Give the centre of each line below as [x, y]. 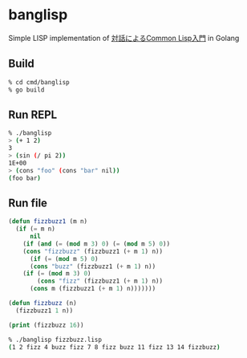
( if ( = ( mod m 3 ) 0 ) [57, 274]
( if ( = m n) [36, 229]
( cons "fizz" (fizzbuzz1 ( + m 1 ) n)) [100, 281]
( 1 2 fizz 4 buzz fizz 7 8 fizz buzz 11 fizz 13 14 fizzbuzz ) [114, 347]
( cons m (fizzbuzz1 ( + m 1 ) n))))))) [93, 289]
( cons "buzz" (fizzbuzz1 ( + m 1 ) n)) [93, 266]
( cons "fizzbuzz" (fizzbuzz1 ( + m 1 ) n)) [93, 251]
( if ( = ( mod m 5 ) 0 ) [64, 258]
